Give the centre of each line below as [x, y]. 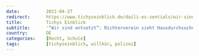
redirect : [18, 17]
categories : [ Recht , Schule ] [46, 38]
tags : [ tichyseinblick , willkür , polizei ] [71, 44]
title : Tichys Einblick [46, 22]
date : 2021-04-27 [39, 11]
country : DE [29, 33]
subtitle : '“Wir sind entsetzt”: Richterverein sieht [81, 28]
